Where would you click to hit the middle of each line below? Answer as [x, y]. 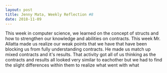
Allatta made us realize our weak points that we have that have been [76, 44]
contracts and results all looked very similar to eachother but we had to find [84, 60]
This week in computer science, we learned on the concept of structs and [82, 33]
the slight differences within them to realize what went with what [72, 65]
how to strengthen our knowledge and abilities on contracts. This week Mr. [83, 38]
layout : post [19, 10]
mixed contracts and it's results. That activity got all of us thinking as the [81, 54]
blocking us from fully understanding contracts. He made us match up [78, 49]
